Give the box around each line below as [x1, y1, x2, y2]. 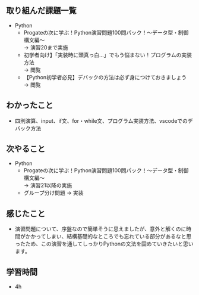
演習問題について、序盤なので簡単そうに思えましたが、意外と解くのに [14, 225, 187, 232]
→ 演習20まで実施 [23, 44, 68, 51]
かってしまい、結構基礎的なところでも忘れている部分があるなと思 [30, 233, 192, 240]
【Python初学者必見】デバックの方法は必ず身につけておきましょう [23, 73, 187, 80]
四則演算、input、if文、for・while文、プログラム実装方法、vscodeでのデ [14, 117, 193, 124]
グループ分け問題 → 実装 [23, 190, 84, 197]
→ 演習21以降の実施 [23, 182, 72, 189]
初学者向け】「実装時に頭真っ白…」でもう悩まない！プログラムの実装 [23, 51, 192, 58]
